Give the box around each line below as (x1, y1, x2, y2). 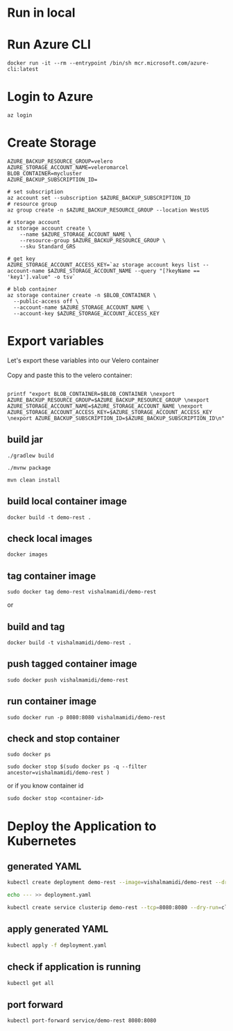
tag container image (7, 570, 96, 582)
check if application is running (7, 961, 141, 973)
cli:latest (7, 66, 39, 73)
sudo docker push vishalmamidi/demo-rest (7, 676, 129, 683)
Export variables (7, 333, 104, 349)
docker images (7, 551, 49, 558)
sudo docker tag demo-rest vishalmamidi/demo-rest (7, 589, 157, 596)
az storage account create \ (7, 225, 92, 232)
